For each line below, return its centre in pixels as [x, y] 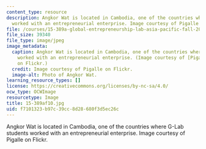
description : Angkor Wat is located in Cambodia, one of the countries [100, 18]
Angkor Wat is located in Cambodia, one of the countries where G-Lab [95, 126]
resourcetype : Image [33, 97]
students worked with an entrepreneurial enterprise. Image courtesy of [96, 133]
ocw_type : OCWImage [31, 92]
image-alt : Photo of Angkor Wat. [55, 75]
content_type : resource [37, 12]
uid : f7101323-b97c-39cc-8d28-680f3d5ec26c [63, 109]
